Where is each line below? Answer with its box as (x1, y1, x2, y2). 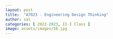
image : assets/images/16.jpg (5, 26, 67, 31)
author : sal (5, 17, 31, 22)
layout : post (5, 7, 33, 13)
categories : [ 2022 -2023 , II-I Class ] (5, 21, 91, 27)
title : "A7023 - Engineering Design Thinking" (5, 12, 109, 17)
